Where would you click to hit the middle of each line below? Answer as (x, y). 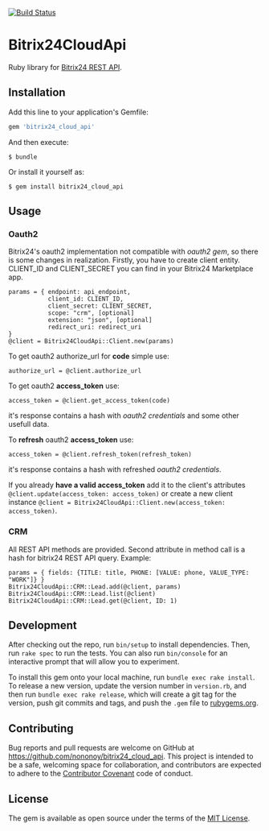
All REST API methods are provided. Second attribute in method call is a (127, 549)
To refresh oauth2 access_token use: (71, 440)
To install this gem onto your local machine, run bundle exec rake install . (132, 677)
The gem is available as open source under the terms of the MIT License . (129, 818)
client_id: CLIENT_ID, (86, 299)
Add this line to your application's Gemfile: (78, 112)
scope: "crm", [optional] (91, 313)
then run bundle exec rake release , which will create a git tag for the (122, 695)
